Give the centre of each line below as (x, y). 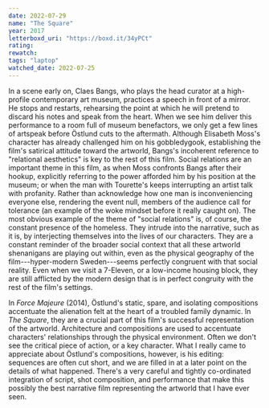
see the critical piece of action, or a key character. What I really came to (127, 345)
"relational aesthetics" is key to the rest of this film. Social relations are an (130, 159)
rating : (21, 46)
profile (19, 99)
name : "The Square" (41, 23)
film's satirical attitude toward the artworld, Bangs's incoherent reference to (134, 150)
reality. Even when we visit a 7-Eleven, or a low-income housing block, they (133, 270)
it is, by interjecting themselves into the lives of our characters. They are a (131, 236)
